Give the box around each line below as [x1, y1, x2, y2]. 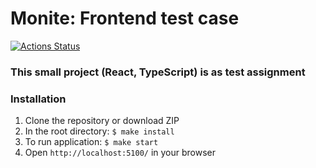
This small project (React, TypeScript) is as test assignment [10, 65, 306, 79]
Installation [10, 92, 67, 106]
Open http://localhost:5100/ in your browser [24, 147, 216, 159]
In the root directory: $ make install [24, 125, 175, 137]
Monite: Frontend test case [10, 7, 240, 30]
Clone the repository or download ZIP [24, 115, 180, 127]
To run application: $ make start [24, 136, 159, 148]
